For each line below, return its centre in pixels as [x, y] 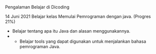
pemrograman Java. [40, 46]
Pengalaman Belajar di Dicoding [37, 7]
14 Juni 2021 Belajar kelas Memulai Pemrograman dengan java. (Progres [78, 16]
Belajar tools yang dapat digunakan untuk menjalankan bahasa [83, 41]
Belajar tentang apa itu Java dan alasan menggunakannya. [71, 31]
